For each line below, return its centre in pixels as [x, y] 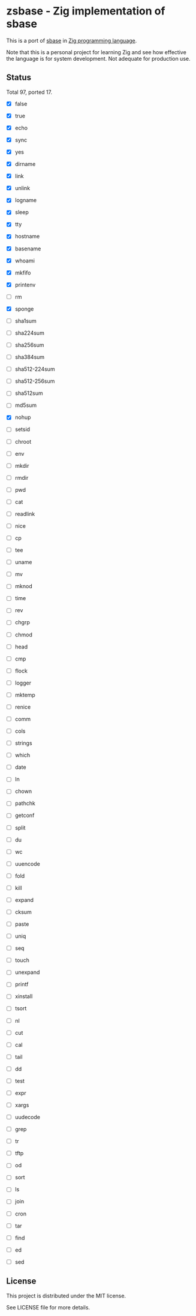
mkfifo [23, 273]
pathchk [25, 803]
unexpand [27, 972]
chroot [23, 441]
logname [26, 200]
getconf [25, 815]
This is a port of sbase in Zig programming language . [72, 40]
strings [23, 743]
